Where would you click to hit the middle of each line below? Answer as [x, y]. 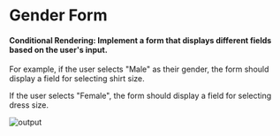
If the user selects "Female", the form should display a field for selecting [140, 96]
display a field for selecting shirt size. [77, 79]
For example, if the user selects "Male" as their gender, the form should [139, 69]
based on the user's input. [58, 49]
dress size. [29, 105]
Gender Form [58, 15]
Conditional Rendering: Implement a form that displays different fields [140, 40]
